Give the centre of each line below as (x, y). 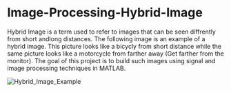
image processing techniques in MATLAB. (67, 68)
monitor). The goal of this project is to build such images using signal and (111, 60)
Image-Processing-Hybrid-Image (105, 13)
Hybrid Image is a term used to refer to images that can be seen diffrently (111, 32)
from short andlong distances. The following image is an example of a (106, 38)
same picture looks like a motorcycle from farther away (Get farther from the (115, 54)
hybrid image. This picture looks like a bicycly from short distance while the (114, 46)
